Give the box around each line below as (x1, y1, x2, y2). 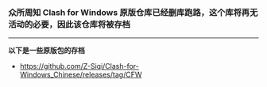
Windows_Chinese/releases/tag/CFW (19, 70, 142, 80)
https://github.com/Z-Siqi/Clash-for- (19, 62, 139, 71)
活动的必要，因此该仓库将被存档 (8, 18, 131, 29)
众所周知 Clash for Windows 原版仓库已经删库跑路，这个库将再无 (8, 6, 258, 17)
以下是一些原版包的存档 (8, 46, 85, 55)
